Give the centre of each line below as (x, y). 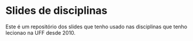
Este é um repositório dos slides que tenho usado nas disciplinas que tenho (96, 27)
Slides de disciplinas (56, 11)
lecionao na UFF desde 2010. (41, 32)
